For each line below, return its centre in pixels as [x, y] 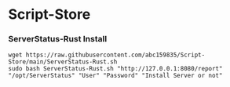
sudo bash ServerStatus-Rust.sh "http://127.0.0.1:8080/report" [115, 69]
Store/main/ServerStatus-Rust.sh [63, 62]
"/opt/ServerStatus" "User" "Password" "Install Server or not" [115, 76]
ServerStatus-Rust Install [58, 39]
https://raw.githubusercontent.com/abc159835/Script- [115, 55]
